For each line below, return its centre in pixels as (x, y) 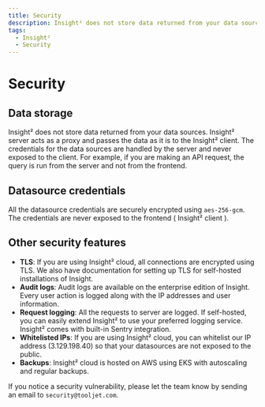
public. (31, 354)
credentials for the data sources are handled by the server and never (120, 149)
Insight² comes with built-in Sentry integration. (95, 329)
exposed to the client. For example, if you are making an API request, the (126, 157)
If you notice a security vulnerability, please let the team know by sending (128, 386)
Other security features (67, 243)
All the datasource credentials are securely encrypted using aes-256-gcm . (127, 209)
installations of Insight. (56, 278)
